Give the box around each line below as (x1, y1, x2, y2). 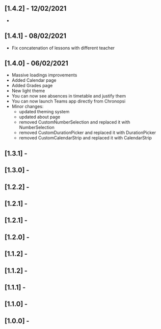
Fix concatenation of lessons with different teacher (11, 45, 115, 51)
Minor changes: (11, 103, 44, 109)
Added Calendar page (11, 77, 57, 83)
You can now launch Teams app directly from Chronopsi (11, 99, 126, 104)
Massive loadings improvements (11, 72, 77, 78)
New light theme (11, 88, 45, 94)
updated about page (19, 114, 60, 120)
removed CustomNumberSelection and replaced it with (19, 119, 131, 125)
